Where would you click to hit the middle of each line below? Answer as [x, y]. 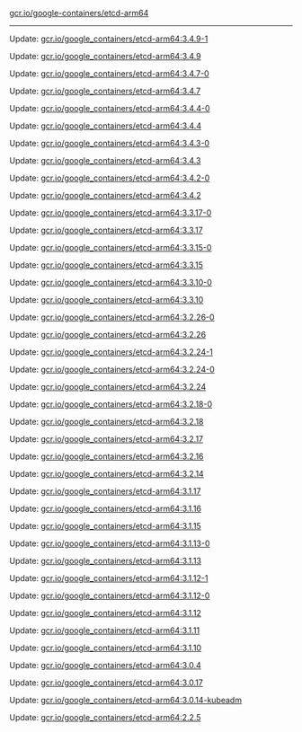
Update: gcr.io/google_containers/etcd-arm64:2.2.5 [105, 717]
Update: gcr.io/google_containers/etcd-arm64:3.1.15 [106, 526]
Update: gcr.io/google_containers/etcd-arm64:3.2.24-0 [112, 369]
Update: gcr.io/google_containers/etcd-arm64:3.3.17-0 [111, 213]
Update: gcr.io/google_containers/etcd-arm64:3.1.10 [106, 648]
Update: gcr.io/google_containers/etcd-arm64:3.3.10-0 [111, 282]
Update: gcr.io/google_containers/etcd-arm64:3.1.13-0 [110, 543]
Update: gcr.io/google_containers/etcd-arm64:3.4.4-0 [110, 108]
